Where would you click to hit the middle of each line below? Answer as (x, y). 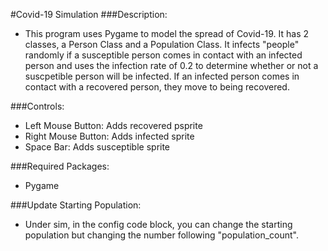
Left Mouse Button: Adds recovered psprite (113, 125)
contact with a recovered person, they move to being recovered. (157, 87)
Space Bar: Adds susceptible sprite (97, 147)
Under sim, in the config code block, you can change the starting (158, 224)
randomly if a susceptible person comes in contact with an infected (163, 55)
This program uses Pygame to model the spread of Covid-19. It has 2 (166, 33)
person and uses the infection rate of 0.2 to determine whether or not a (171, 65)
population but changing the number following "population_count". (161, 235)
